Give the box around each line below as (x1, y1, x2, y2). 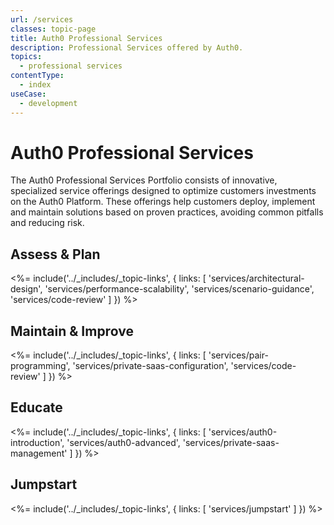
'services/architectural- (208, 272, 305, 285)
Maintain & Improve (10, 322, 134, 340)
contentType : (10, 71, 65, 81)
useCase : (10, 89, 47, 99)
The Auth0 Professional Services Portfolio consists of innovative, (10, 174, 278, 186)
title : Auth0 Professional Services (10, 33, 163, 43)
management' (10, 447, 68, 459)
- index (19, 80, 52, 90)
